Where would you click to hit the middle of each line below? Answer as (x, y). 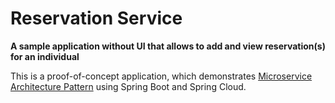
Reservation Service (96, 18)
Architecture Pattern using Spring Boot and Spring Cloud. (128, 86)
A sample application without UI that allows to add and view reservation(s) (168, 46)
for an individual (45, 56)
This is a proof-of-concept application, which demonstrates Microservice (161, 76)
